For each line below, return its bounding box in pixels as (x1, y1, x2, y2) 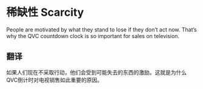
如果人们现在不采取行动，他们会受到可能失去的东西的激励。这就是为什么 (6, 68, 187, 76)
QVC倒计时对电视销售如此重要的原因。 (6, 76, 103, 84)
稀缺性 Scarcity (6, 5, 84, 19)
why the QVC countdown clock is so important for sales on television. (6, 32, 180, 39)
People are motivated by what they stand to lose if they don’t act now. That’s (6, 25, 197, 33)
